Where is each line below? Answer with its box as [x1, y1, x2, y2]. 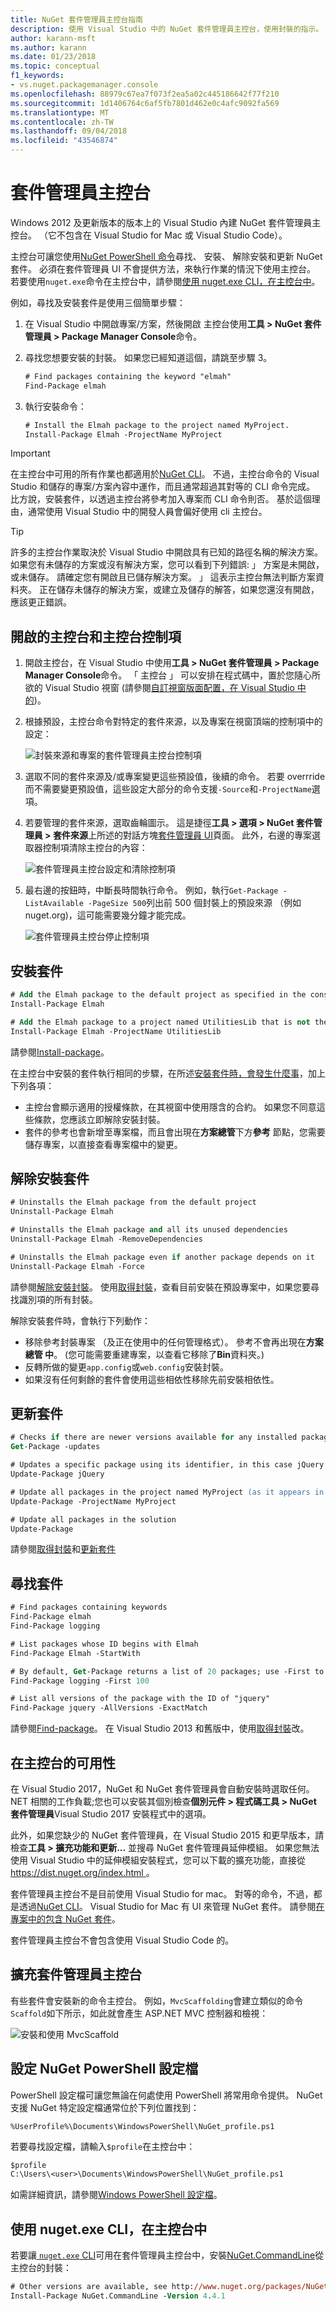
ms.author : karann [10, 42, 87, 53]
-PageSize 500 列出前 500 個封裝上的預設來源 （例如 [88, 897, 302, 909]
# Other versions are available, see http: [10, 2282, 195, 2292]
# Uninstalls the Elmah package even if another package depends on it [10, 1252, 315, 1262]
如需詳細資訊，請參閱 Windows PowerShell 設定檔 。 [10, 2189, 223, 2201]
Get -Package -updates [10, 1442, 101, 1452]
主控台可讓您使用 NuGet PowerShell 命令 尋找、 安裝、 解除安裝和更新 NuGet [10, 250, 323, 262]
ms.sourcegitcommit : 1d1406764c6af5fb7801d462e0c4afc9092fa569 [10, 98, 280, 108]
